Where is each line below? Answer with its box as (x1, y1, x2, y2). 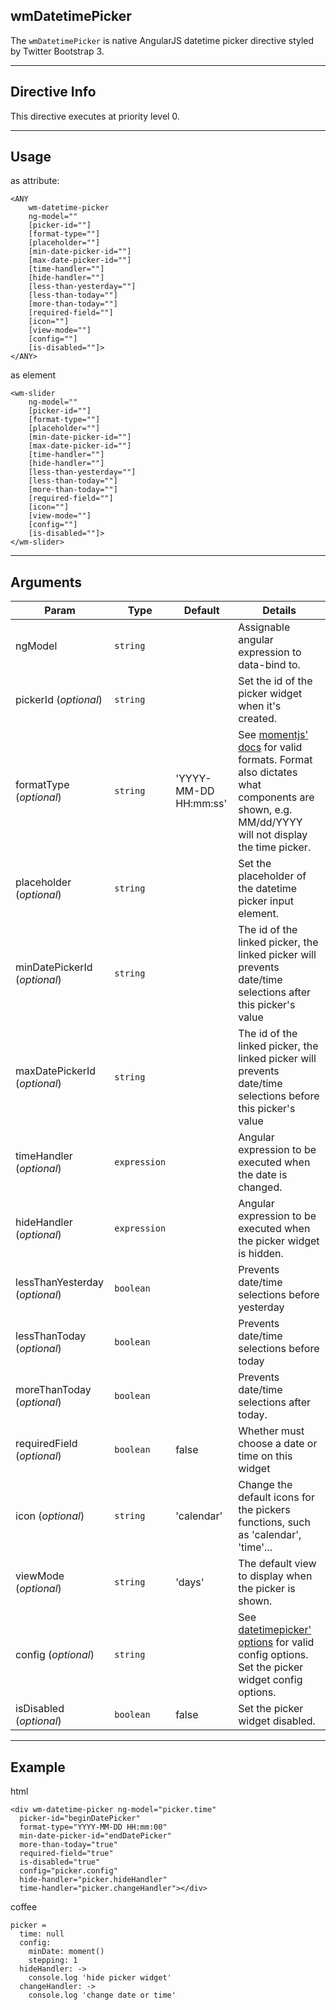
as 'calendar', (238, 1528, 302, 1542)
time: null (19, 1929, 65, 1939)
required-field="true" (19, 1849, 114, 1859)
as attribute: (10, 175, 60, 187)
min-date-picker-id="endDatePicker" (19, 1831, 172, 1841)
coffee (10, 1901, 38, 1913)
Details (262, 604, 297, 618)
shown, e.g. (238, 803, 293, 817)
